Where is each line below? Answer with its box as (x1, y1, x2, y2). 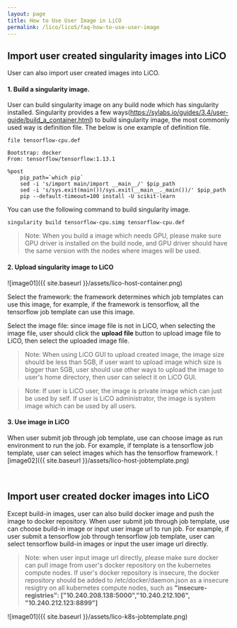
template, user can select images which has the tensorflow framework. (7, 448, 214, 457)
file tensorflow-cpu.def (7, 137, 81, 144)
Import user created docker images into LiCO (7, 490, 210, 502)
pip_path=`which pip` (20, 175, 83, 182)
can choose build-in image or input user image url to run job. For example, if (7, 524, 229, 533)
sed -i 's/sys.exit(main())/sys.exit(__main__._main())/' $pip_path (20, 187, 226, 194)
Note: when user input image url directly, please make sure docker (24, 553, 219, 561)
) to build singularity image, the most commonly (91, 116, 230, 124)
